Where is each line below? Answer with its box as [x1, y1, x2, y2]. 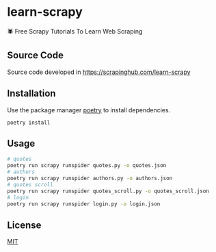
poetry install [7, 119, 51, 126]
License [7, 219, 42, 231]
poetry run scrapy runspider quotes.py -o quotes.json [7, 162, 167, 169]
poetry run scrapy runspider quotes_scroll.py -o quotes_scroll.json [7, 188, 210, 194]
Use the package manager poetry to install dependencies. [7, 105, 171, 114]
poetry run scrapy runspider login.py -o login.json [7, 200, 161, 207]
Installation [7, 88, 56, 99]
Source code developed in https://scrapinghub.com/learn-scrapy [7, 68, 191, 76]
